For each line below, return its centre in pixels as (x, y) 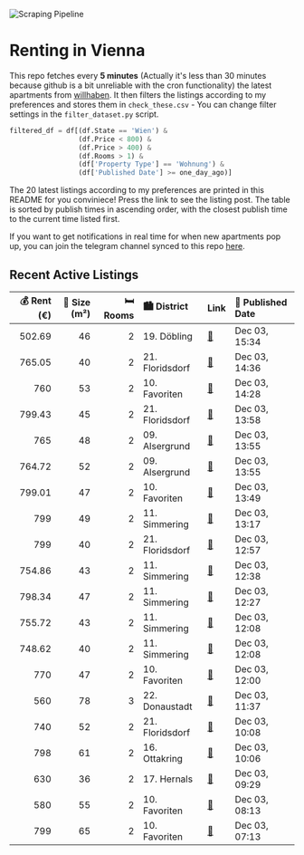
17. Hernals (168, 779)
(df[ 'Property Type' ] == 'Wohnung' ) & (151, 164)
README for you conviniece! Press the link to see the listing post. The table (150, 200)
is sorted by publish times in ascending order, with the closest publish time (148, 209)
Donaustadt (168, 706)
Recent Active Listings (74, 275)
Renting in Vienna (77, 51)
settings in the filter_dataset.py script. (84, 114)
